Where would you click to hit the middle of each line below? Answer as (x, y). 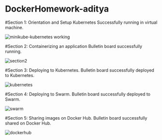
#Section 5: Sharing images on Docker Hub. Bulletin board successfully (76, 118)
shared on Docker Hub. (28, 123)
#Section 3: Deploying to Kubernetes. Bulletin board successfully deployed (80, 70)
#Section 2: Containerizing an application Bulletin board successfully (74, 46)
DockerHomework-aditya (57, 9)
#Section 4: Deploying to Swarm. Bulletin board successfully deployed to (78, 94)
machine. (14, 27)
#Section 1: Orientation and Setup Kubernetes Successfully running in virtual (81, 22)
